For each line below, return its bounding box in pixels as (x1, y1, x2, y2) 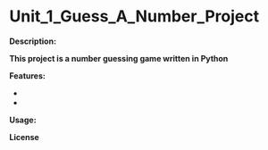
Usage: (9, 114, 38, 125)
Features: (9, 70, 46, 81)
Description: (9, 36, 56, 46)
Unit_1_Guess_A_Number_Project (9, 6, 260, 27)
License (9, 131, 40, 142)
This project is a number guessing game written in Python (9, 53, 229, 63)
